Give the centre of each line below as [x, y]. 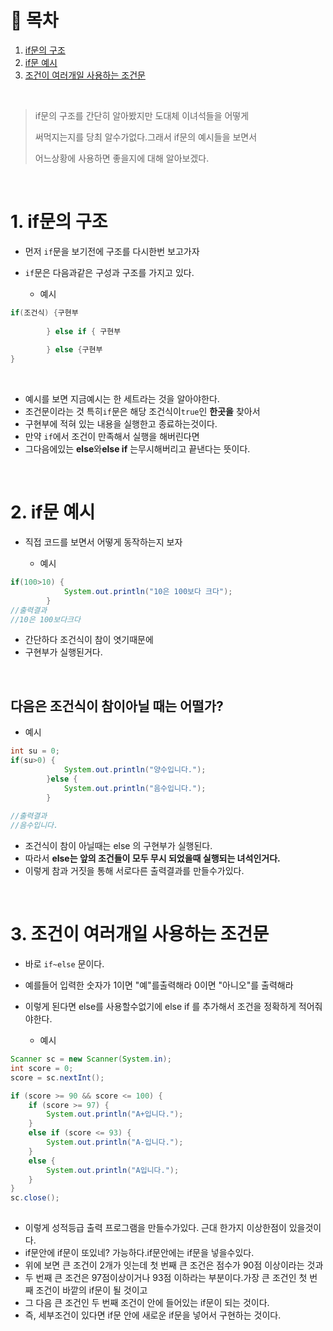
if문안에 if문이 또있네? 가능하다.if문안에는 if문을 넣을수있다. [139, 1253]
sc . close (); [35, 1198]
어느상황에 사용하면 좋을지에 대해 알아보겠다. [122, 158]
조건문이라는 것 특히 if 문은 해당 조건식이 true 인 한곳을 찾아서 [142, 412]
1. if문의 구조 [59, 222]
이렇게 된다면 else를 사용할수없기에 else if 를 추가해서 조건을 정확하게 [160, 1007]
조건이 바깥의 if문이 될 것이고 [91, 1290]
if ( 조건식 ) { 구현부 [44, 312]
